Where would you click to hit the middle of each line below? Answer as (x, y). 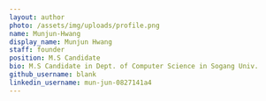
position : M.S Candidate (55, 58)
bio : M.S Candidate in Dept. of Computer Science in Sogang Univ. (134, 67)
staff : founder (37, 50)
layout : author (37, 17)
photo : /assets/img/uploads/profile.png (85, 25)
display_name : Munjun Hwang (61, 42)
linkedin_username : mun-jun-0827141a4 (80, 83)
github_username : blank (53, 75)
